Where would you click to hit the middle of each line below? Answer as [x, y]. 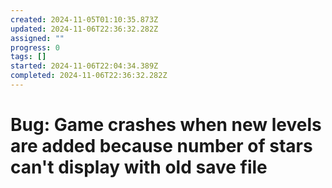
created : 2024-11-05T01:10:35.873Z [84, 19]
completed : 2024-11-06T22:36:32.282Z [89, 76]
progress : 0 [35, 47]
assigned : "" [37, 38]
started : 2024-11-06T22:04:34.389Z [84, 66]
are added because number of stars [161, 146]
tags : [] [28, 57]
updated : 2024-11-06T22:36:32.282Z [84, 29]
